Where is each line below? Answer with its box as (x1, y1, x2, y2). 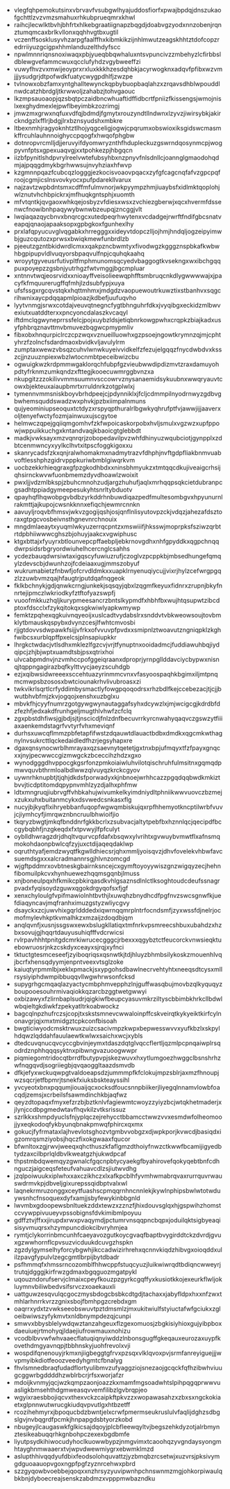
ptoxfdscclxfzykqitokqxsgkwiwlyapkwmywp (13, 604, 141, 612)
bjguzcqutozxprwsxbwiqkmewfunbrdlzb (13, 235, 130, 242)
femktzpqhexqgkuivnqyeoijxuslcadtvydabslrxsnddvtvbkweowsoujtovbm (13, 611, 222, 619)
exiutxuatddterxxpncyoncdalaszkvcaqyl (13, 308, 129, 317)
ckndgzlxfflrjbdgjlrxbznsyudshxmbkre (13, 117, 123, 124)
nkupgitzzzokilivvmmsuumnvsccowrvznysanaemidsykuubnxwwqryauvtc (13, 375, 223, 383)
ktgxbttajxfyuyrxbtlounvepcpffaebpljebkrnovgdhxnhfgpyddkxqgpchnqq (13, 538, 220, 545)
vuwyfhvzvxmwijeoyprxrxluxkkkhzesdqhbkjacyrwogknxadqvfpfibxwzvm (13, 65, 223, 73)
